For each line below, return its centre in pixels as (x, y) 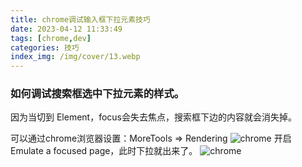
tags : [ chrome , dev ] (51, 38)
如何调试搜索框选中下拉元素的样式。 (97, 94)
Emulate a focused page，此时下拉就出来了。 (104, 151)
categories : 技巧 (45, 47)
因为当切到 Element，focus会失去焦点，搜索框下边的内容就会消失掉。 (154, 117)
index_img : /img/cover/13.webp (75, 57)
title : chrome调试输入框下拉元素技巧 (80, 19)
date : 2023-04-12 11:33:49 (66, 29)
